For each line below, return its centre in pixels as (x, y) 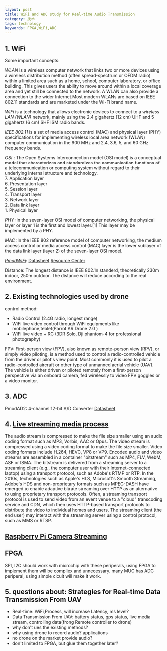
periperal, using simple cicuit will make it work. (53, 576)
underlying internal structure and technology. (52, 173)
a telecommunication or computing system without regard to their (73, 168)
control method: (22, 308)
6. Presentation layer (26, 184)
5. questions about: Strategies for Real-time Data (83, 591)
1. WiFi (15, 49)
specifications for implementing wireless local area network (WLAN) (75, 137)
